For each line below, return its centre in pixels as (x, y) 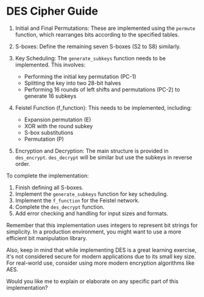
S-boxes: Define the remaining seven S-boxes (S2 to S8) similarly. (98, 46)
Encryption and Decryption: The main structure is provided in (92, 151)
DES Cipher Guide (52, 11)
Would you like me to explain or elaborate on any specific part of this (92, 281)
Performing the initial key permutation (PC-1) (80, 76)
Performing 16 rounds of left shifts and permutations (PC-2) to (102, 89)
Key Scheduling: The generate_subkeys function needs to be (90, 58)
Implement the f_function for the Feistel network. (77, 200)
